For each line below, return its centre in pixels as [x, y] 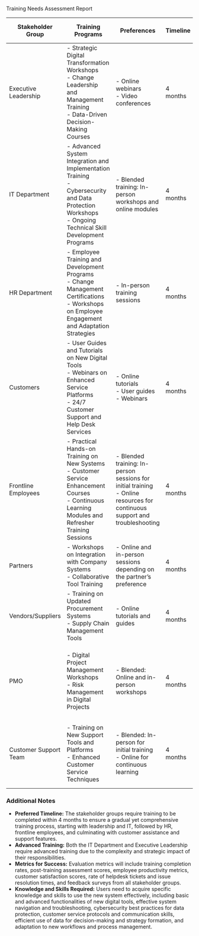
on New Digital [87, 358]
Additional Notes [31, 801]
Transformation [88, 63]
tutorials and [133, 616]
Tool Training [85, 584]
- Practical [81, 441]
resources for [134, 501]
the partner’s [134, 577]
